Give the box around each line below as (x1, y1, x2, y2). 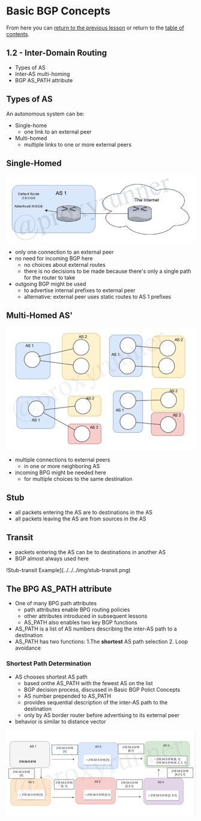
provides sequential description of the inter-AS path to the (23, 698, 168, 706)
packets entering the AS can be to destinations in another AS (14, 548, 166, 555)
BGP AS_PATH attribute (14, 76, 73, 84)
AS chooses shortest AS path (14, 673, 88, 680)
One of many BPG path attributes (14, 600, 97, 607)
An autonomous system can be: (6, 110, 85, 117)
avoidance (14, 644, 41, 652)
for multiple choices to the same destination (23, 475, 133, 482)
